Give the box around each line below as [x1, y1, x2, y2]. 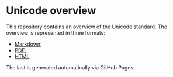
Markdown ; [14, 41, 42, 47]
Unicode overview [6, 4, 96, 17]
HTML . [14, 53, 31, 60]
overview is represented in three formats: [6, 29, 105, 36]
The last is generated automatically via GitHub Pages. [6, 64, 136, 71]
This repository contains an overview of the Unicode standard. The [6, 23, 168, 30]
